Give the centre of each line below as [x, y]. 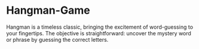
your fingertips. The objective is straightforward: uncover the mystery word [99, 33]
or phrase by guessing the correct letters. [57, 39]
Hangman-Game [48, 10]
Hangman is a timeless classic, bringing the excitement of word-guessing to [99, 27]
